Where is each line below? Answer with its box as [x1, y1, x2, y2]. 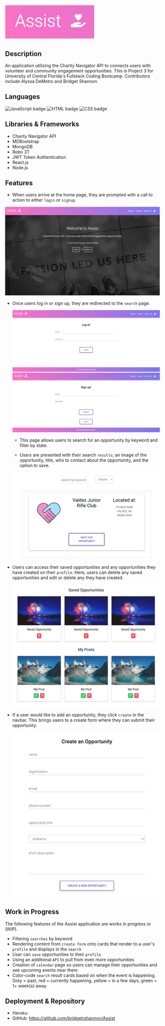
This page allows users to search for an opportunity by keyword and [19, 437, 158, 443]
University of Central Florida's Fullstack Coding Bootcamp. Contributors [5, 73, 151, 79]
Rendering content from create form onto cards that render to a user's [12, 941, 155, 947]
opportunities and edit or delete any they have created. [12, 575, 124, 581]
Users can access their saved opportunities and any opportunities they [12, 564, 156, 570]
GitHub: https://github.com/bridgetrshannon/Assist [12, 1015, 115, 1021]
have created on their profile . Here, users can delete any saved [12, 570, 142, 576]
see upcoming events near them [12, 967, 78, 973]
